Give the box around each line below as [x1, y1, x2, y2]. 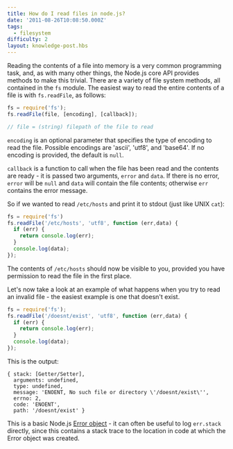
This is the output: [7, 357, 59, 365]
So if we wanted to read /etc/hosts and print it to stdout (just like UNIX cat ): [7, 199, 225, 208]
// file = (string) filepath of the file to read [7, 123, 154, 130]
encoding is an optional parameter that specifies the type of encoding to [7, 136, 212, 144]
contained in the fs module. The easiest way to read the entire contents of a [7, 84, 225, 92]
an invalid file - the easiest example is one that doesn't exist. [7, 292, 180, 300]
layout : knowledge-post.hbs [7, 42, 89, 49]
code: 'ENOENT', [13, 400, 60, 408]
